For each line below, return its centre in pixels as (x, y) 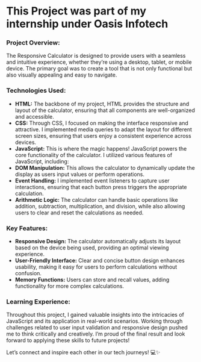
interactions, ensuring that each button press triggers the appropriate (101, 187)
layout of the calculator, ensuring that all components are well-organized (105, 110)
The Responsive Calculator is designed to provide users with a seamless (96, 56)
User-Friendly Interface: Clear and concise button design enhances (100, 261)
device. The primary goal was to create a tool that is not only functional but (99, 69)
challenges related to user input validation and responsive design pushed (97, 328)
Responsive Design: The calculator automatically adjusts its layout (98, 242)
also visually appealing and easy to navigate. (62, 75)
